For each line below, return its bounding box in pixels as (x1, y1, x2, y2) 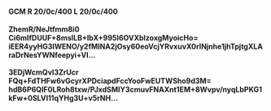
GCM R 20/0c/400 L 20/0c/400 (8, 6, 118, 16)
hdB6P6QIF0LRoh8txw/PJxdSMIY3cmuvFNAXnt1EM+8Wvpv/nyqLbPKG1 (8, 85, 263, 95)
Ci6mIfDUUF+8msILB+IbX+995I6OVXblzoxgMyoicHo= (8, 33, 199, 43)
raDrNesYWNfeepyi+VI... (8, 50, 96, 60)
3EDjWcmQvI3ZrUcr (8, 67, 79, 77)
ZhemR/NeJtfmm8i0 (8, 24, 80, 34)
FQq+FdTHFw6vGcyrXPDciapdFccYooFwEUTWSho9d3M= (8, 76, 212, 86)
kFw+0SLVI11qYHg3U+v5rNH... (8, 93, 118, 103)
